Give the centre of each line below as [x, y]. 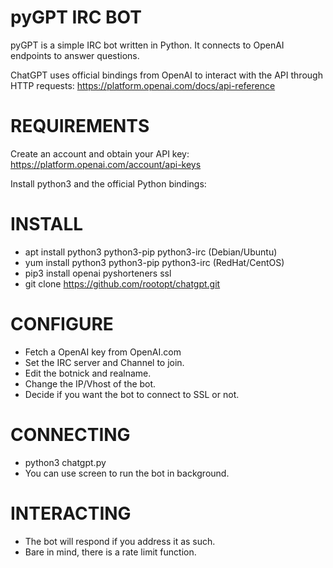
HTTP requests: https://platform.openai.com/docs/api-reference [143, 85]
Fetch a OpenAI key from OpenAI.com [103, 352]
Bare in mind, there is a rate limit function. [110, 552]
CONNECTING [70, 434]
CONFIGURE [62, 324]
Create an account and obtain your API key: [100, 153]
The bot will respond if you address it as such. [120, 541]
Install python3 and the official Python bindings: [108, 183]
